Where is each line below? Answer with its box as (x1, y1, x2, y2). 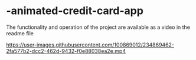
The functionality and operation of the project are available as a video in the (6, 24, 191, 31)
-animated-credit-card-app (6, 4, 143, 18)
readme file (6, 29, 34, 36)
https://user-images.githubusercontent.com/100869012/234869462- (6, 41, 175, 48)
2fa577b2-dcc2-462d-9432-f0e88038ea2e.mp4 (6, 47, 126, 54)
